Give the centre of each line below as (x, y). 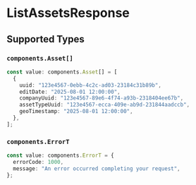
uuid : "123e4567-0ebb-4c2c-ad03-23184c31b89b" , (90, 85)
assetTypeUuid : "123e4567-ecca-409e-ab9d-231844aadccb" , (105, 105)
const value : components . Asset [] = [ (62, 72)
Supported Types (46, 39)
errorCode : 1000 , (38, 162)
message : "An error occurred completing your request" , (97, 168)
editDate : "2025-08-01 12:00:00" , (70, 92)
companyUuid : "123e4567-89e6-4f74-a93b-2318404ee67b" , (102, 98)
